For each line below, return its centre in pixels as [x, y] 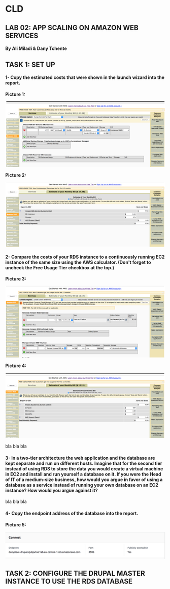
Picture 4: [16, 366]
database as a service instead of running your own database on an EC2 [82, 485]
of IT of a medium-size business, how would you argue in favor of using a [84, 480]
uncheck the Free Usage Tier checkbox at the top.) [60, 267]
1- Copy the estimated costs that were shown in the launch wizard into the [85, 77]
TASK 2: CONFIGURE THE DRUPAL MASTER [75, 573]
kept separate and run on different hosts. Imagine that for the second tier [84, 463]
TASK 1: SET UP [30, 64]
